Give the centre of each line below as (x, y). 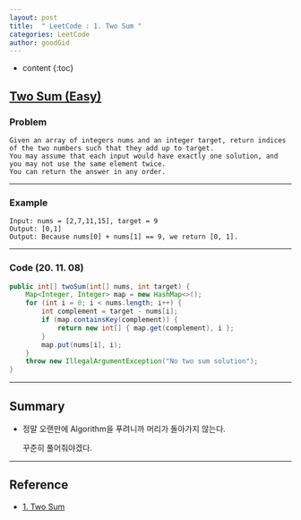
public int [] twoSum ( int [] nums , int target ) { (100, 286)
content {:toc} (48, 68)
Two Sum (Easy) (56, 96)
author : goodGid (39, 43)
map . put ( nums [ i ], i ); (82, 345)
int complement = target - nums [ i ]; (110, 312)
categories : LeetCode (50, 34)
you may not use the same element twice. (88, 164)
